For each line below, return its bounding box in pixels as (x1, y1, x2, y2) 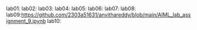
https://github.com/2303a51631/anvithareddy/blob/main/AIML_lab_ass (21, 11, 191, 18)
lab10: (46, 18, 62, 24)
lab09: (6, 11, 22, 18)
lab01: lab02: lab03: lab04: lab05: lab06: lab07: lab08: (6, 5, 136, 12)
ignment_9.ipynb (6, 18, 46, 24)
